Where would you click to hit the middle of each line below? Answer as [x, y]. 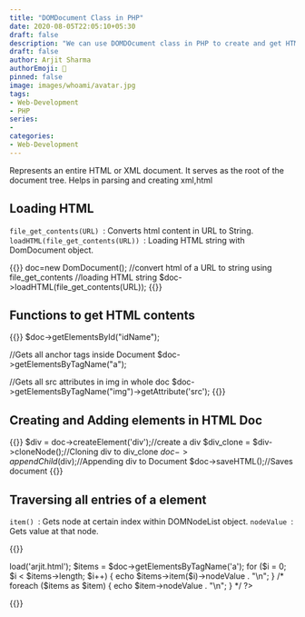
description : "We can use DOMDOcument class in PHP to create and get [146, 43]
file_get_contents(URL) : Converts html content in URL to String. [132, 230]
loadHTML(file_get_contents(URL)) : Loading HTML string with [127, 240]
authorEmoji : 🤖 [38, 69]
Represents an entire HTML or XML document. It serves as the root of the [147, 170]
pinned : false [36, 77]
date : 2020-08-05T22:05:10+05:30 [73, 26]
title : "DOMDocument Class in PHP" [77, 18]
